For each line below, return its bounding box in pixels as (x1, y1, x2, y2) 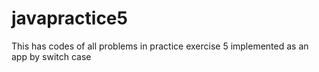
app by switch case (11, 50, 92, 62)
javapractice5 (11, 7, 128, 30)
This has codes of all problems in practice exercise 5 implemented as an (11, 40, 309, 52)
